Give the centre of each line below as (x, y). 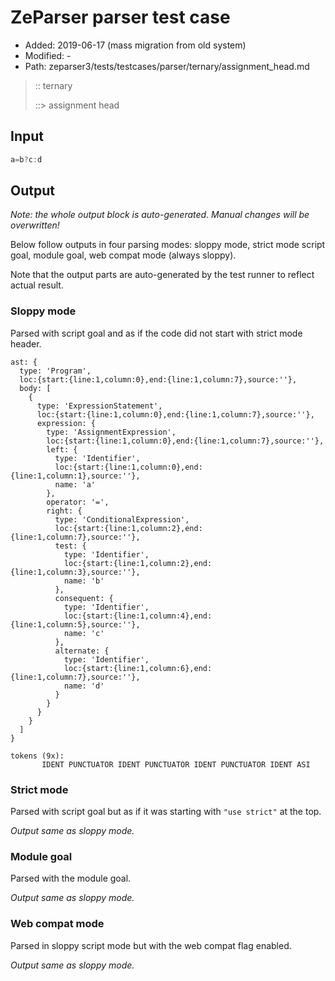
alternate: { (82, 651)
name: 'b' (84, 581)
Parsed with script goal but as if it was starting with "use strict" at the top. (166, 812)
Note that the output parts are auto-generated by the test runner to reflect (162, 275)
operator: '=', (78, 502)
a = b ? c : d (26, 159)
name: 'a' (75, 484)
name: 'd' (84, 686)
